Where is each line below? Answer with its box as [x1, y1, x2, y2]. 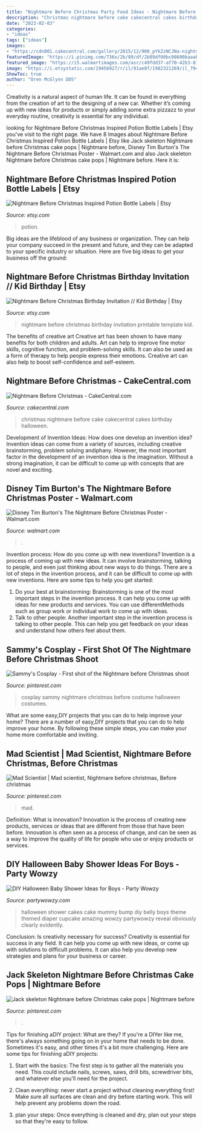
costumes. [21, 700, 48, 707]
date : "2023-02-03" [6, 20, 56, 26]
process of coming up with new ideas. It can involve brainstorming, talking [6, 557, 192, 565]
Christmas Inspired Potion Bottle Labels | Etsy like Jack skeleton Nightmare [6, 137, 193, 144]
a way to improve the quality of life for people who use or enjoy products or [6, 835, 194, 842]
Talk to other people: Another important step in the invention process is [14, 614, 193, 622]
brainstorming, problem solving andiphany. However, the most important [6, 446, 187, 454]
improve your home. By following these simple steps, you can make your [6, 725, 187, 732]
